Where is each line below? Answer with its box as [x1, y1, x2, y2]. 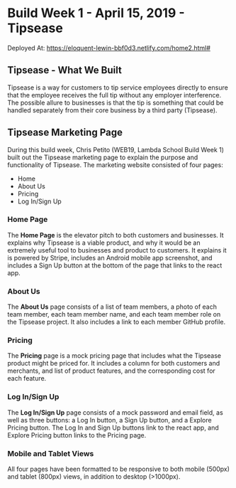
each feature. [7, 374, 47, 383]
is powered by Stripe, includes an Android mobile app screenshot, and [7, 253, 213, 262]
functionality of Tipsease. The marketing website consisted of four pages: [7, 160, 223, 169]
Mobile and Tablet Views [7, 448, 94, 458]
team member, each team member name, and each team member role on [7, 310, 221, 319]
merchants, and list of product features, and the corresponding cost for [7, 366, 216, 375]
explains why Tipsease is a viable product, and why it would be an [7, 238, 201, 247]
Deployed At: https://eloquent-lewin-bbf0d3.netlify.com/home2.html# [7, 43, 211, 52]
